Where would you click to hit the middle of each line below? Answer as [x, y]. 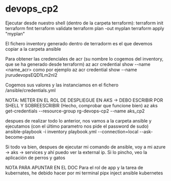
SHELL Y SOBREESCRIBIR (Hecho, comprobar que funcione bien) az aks [82, 105]
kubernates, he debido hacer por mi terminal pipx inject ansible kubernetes [84, 173]
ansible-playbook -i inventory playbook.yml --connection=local [72, 131]
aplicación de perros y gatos [35, 158]
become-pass [20, 137]
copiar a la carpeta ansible [33, 49]
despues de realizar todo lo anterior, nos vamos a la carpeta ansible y [78, 120]
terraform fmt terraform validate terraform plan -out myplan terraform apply [85, 28]
